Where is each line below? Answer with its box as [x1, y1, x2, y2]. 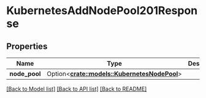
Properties [6, 41, 48, 51]
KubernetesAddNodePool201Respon [6, 4, 198, 18]
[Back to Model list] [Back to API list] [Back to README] [6, 85, 147, 92]
